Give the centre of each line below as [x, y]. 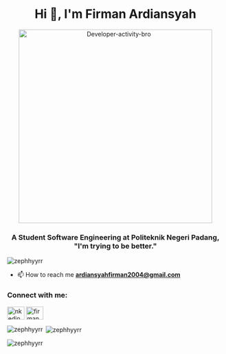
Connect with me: [37, 295]
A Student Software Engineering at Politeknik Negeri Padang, [115, 237]
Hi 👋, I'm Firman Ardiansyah [115, 14]
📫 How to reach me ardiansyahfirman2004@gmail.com [99, 275]
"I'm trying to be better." [115, 246]
